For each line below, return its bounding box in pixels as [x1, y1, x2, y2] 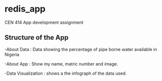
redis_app [4, 3, 46, 15]
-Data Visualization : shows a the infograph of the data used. [4, 70, 127, 76]
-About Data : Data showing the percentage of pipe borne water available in [4, 46, 157, 52]
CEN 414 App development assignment [4, 19, 84, 25]
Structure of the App [4, 33, 69, 42]
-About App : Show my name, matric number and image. [4, 61, 118, 66]
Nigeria [4, 51, 20, 57]
